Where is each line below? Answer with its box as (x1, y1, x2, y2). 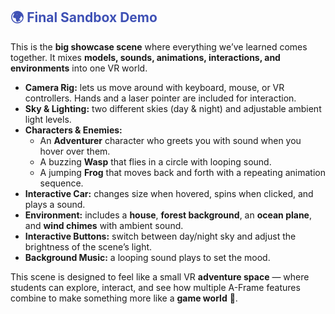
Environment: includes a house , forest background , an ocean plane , (24, 209, 312, 221)
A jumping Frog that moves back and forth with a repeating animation (39, 166, 326, 178)
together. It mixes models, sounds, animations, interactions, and (10, 51, 281, 63)
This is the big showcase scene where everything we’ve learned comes (10, 40, 308, 53)
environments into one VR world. (10, 62, 148, 74)
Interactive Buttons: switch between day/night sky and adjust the (24, 230, 297, 242)
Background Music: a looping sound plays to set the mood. (24, 251, 271, 263)
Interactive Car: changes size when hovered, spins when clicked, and (24, 187, 314, 199)
